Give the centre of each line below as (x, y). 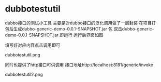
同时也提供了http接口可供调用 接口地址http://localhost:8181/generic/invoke (79, 65)
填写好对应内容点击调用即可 (33, 45)
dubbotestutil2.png (24, 74)
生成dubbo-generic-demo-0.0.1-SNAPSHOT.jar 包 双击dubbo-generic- (84, 29)
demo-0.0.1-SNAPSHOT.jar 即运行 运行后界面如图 (54, 35)
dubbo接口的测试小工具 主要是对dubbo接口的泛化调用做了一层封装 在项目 (78, 23)
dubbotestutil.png (23, 55)
